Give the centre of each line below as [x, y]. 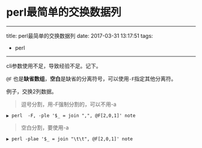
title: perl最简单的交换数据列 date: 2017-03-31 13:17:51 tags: [80, 35]
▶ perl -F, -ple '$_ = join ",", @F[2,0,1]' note [71, 116]
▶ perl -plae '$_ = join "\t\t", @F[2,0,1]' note [70, 139]
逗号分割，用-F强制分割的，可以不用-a [69, 104]
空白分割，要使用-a [45, 128]
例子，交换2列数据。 [32, 91]
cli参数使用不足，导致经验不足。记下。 [54, 66]
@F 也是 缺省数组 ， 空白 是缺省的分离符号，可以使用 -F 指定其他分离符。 [91, 78]
